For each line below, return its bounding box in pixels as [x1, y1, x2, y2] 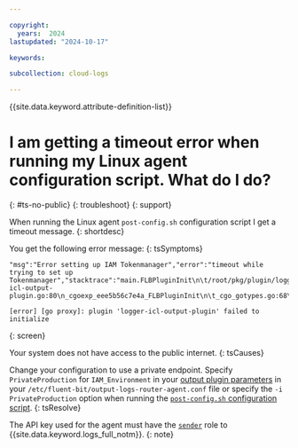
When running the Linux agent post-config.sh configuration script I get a [9, 216, 277, 227]
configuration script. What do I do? [9, 170, 271, 191]
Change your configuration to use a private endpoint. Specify [9, 365, 233, 375]
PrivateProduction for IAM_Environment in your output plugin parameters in [9, 374, 282, 385]
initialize [9, 315, 50, 324]
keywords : [9, 53, 46, 62]
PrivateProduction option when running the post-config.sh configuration [9, 393, 278, 404]
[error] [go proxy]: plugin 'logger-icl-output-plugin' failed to [9, 307, 260, 316]
